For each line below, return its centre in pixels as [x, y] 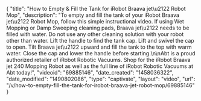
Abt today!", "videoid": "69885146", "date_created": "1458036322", [90, 72]
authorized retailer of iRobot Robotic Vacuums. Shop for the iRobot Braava [99, 60]
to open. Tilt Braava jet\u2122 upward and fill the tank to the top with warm [99, 47]
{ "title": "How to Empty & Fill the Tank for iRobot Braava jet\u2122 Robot [96, 9]
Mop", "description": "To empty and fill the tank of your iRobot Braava [93, 15]
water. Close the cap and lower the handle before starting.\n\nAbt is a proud [101, 53]
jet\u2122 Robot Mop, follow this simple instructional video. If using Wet [95, 21]
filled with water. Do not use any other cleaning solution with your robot [95, 34]
